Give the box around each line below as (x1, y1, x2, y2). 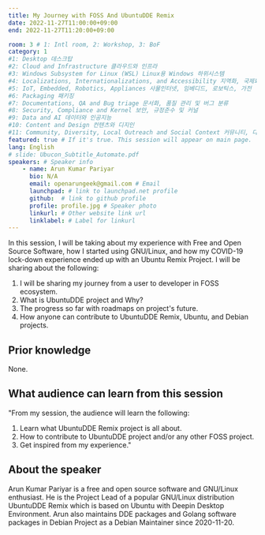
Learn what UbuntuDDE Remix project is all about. (19, 423, 182, 432)
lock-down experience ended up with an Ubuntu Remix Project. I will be (8, 255, 241, 264)
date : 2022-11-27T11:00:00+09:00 (8, 19, 118, 27)
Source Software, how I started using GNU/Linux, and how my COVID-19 (8, 246, 244, 256)
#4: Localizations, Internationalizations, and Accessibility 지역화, (8, 77, 241, 85)
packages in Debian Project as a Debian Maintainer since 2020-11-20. (8, 518, 235, 527)
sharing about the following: (8, 264, 99, 273)
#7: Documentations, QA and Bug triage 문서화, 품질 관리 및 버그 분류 (8, 99, 229, 107)
